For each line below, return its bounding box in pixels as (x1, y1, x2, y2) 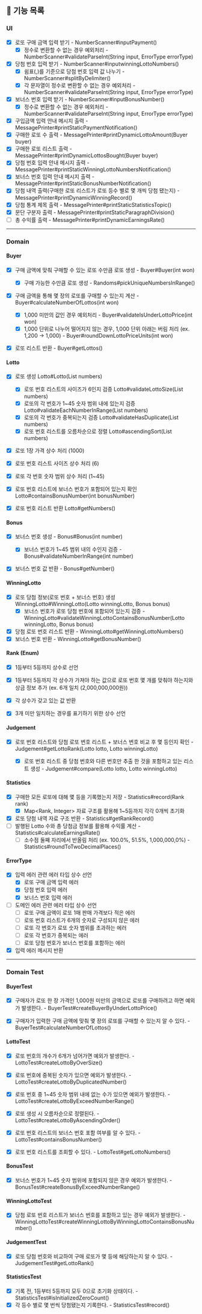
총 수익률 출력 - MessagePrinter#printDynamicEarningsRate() (14, 216, 165, 223)
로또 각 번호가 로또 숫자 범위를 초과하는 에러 (23, 924, 127, 931)
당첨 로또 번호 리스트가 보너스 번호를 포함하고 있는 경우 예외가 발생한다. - (14, 1211, 186, 1219)
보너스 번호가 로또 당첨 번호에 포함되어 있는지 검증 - (23, 607, 145, 614)
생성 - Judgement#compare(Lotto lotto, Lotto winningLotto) (30, 765, 177, 772)
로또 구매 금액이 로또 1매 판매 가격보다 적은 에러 (23, 909, 135, 916)
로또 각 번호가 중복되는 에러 (23, 931, 88, 939)
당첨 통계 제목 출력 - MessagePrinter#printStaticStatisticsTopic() (14, 201, 172, 208)
